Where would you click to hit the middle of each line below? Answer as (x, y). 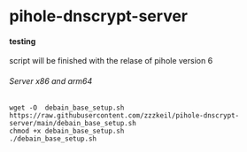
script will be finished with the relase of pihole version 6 (111, 61)
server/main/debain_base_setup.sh (73, 123)
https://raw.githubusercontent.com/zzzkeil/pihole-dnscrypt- (124, 115)
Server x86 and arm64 (51, 80)
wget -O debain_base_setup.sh (67, 108)
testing (23, 41)
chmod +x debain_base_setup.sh (67, 131)
